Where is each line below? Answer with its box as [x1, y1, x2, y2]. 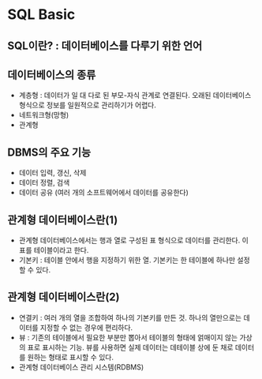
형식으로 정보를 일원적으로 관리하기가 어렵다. [18, 100, 157, 110]
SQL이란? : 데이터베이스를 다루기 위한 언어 [7, 39, 203, 52]
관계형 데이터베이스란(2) [7, 291, 120, 304]
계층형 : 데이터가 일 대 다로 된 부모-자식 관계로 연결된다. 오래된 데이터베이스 [18, 91, 252, 100]
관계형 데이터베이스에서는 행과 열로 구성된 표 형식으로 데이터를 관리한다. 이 [18, 235, 249, 246]
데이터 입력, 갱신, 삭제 [18, 168, 87, 178]
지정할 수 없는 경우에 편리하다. [39, 322, 133, 332]
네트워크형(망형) [18, 111, 69, 120]
